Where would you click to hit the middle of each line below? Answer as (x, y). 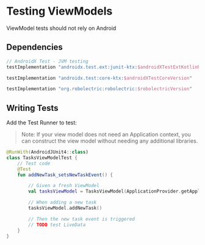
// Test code (34, 163)
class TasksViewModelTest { (42, 158)
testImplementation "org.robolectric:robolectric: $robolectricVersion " (99, 89)
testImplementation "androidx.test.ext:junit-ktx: (72, 67)
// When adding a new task (63, 202)
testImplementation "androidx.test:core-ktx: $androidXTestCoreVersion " (99, 78)
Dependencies (34, 47)
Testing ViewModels (59, 11)
